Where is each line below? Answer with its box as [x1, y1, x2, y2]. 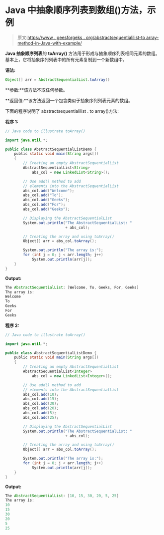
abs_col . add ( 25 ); [23, 415, 59, 420]
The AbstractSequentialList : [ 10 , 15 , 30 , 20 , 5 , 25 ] [5, 493, 119, 498]
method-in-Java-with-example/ [17, 40, 82, 46]
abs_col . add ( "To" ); [23, 193, 64, 198]
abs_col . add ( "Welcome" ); [23, 188, 75, 193]
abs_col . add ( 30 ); [23, 401, 59, 406]
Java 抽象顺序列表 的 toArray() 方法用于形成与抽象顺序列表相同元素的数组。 [5, 50, 160, 56]
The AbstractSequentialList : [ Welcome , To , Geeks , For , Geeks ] [5, 285, 139, 290]
